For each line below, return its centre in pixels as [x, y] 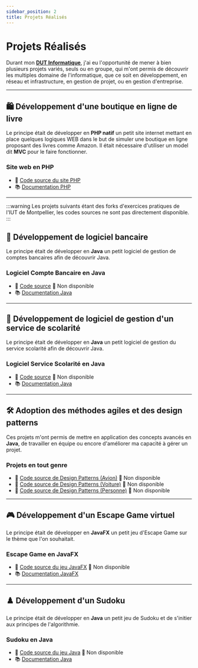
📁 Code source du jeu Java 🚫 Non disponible [69, 653]
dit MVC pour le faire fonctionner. [47, 152]
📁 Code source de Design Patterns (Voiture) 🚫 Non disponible [89, 484]
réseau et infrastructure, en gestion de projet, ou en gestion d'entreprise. [95, 82]
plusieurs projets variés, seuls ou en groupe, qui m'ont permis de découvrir [97, 69]
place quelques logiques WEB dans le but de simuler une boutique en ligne [97, 139]
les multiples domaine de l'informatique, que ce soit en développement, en [97, 75]
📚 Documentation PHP [43, 186]
